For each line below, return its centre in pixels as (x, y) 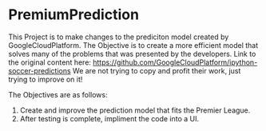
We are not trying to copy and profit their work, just (157, 70)
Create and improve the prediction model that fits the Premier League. (135, 110)
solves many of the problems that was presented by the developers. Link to (132, 54)
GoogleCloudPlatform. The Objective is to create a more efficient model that (133, 45)
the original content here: (50, 62)
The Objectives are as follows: (58, 94)
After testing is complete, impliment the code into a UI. (109, 118)
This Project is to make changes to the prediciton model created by (119, 37)
